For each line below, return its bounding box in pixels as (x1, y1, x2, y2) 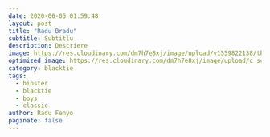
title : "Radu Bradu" (8, 27, 78, 35)
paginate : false (8, 117, 63, 125)
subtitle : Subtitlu (8, 34, 74, 43)
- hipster (15, 79, 48, 87)
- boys (15, 94, 38, 102)
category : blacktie (8, 64, 74, 73)
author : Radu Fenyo (8, 110, 74, 118)
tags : (8, 72, 27, 80)
